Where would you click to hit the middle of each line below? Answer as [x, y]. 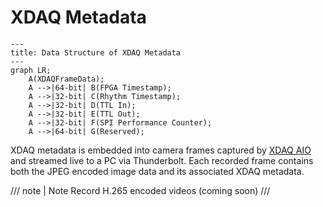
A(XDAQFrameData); [66, 79]
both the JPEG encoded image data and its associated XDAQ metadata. [157, 171]
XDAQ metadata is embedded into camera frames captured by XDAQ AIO [161, 150]
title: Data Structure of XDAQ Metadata [96, 52]
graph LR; [31, 70]
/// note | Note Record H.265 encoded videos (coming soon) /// [140, 190]
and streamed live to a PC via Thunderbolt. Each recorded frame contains [162, 160]
